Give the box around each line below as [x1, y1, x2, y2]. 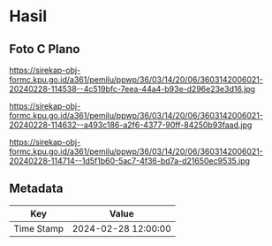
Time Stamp [13, 222, 64, 234]
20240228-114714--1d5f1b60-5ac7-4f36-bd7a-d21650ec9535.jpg [9, 156, 250, 165]
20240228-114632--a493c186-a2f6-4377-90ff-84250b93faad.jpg [9, 119, 253, 130]
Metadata [9, 181, 64, 196]
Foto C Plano [9, 42, 80, 57]
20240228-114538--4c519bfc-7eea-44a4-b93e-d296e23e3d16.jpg [9, 84, 256, 94]
